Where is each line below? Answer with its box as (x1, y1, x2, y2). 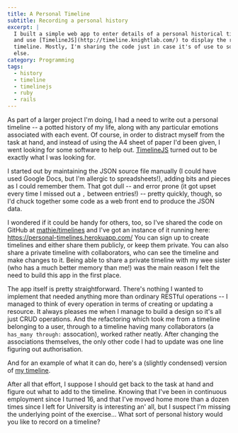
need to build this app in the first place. (7, 271, 122, 279)
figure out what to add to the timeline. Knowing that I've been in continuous (7, 388, 227, 395)
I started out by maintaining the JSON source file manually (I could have (7, 167, 217, 175)
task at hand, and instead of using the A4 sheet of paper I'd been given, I (7, 138, 221, 146)
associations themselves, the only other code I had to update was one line (7, 337, 224, 346)
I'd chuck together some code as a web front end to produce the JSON (7, 197, 215, 206)
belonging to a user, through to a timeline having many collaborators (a (7, 322, 214, 330)
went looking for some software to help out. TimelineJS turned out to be (7, 146, 217, 154)
